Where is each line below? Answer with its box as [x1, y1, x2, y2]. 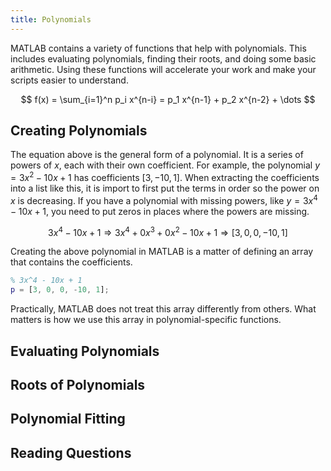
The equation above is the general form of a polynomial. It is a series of [10, 149, 304, 161]
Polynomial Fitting [10, 411, 126, 428]
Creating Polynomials [10, 122, 148, 140]
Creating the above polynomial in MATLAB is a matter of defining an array [10, 246, 314, 258]
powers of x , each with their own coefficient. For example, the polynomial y [10, 159, 321, 171]
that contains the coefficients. [10, 256, 133, 268]
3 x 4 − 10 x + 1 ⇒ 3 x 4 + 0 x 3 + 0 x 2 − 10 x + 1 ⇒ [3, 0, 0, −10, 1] [48, 224, 288, 238]
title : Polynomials [10, 14, 92, 25]
